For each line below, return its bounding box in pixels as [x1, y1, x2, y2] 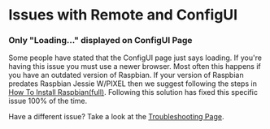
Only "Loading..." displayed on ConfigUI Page [8, 35, 193, 46]
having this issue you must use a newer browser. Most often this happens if [8, 62, 262, 71]
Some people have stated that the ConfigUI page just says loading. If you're [8, 53, 263, 62]
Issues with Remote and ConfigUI [8, 6, 238, 24]
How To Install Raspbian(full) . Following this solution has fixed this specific [8, 88, 259, 97]
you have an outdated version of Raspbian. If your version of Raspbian [8, 71, 244, 80]
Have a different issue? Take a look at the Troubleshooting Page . [8, 112, 224, 122]
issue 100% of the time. [8, 96, 88, 106]
